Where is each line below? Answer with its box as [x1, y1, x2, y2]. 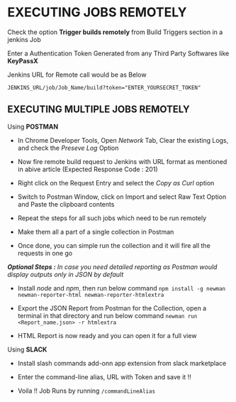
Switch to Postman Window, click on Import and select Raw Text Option [17, 192, 227, 201]
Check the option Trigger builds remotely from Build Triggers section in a [7, 28, 223, 36]
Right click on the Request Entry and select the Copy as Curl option [17, 178, 215, 187]
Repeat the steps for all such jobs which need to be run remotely [17, 214, 207, 222]
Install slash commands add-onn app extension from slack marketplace [17, 359, 227, 367]
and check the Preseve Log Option [17, 143, 119, 152]
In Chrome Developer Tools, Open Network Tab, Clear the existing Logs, [17, 136, 229, 144]
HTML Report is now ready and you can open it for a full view [17, 331, 197, 339]
